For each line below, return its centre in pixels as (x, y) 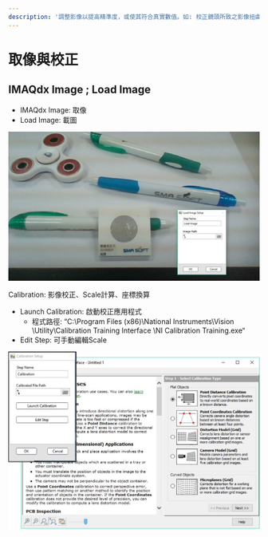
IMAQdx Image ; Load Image (80, 90)
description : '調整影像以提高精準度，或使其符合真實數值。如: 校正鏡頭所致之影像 (129, 17)
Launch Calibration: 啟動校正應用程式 (81, 312)
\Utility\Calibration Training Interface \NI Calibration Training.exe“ (138, 330)
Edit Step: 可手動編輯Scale (63, 340)
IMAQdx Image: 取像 (53, 110)
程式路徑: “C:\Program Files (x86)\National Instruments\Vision (133, 322)
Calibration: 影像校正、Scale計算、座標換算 (79, 294)
